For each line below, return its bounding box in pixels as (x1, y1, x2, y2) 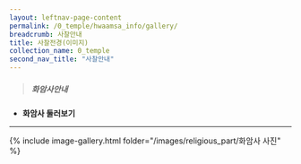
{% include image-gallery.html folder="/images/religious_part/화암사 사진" (9, 135, 281, 146)
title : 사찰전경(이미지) (9, 38, 90, 47)
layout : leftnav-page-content (9, 13, 123, 22)
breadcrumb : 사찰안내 (9, 30, 82, 39)
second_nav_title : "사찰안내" (9, 55, 115, 64)
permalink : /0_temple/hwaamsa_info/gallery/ (9, 22, 178, 30)
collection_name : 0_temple (9, 47, 110, 56)
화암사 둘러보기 (21, 108, 76, 118)
